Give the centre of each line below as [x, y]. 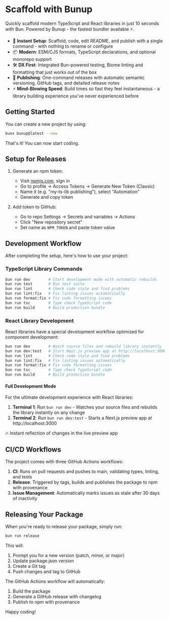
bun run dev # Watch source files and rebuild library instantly [83, 346]
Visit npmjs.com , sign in [45, 181]
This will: [14, 545]
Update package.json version [43, 561]
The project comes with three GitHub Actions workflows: [65, 462]
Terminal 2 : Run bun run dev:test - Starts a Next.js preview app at [82, 418]
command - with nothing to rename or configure [63, 46]
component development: [32, 337]
